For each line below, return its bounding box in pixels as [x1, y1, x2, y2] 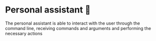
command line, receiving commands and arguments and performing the [5, 25, 152, 31]
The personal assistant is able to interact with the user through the [5, 20, 140, 26]
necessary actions [5, 30, 43, 36]
